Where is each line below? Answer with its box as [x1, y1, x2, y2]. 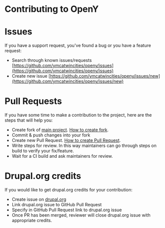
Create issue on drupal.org [11, 196, 67, 202]
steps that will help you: [4, 117, 53, 123]
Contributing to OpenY [4, 3, 99, 15]
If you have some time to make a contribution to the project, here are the [4, 112, 152, 118]
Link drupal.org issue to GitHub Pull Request [11, 202, 102, 207]
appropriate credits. [11, 218, 52, 223]
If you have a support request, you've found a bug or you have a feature [4, 43, 151, 48]
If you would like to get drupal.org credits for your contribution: [4, 187, 133, 192]
